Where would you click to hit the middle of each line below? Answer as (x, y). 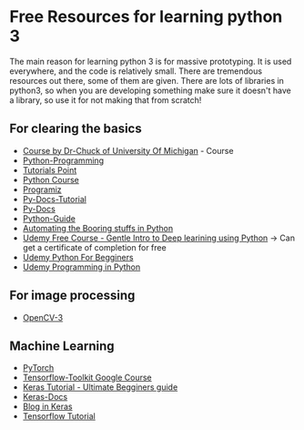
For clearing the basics (76, 129)
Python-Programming (63, 160)
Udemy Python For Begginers (78, 257)
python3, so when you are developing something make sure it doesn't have (150, 90)
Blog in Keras (47, 406)
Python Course (51, 179)
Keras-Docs (45, 397)
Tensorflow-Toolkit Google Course (87, 378)
